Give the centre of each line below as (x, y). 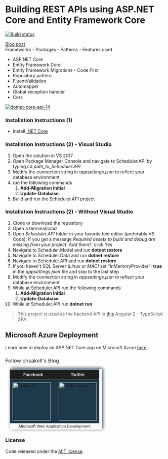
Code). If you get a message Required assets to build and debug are (84, 239)
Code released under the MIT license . (45, 451)
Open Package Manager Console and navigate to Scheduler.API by (82, 161)
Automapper (26, 86)
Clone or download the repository (48, 223)
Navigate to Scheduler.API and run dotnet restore (64, 261)
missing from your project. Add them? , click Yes (62, 244)
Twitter (78, 374)
